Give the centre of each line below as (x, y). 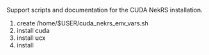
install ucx (31, 38)
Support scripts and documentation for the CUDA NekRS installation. (104, 10)
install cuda (33, 31)
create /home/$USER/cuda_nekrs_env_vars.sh (82, 23)
